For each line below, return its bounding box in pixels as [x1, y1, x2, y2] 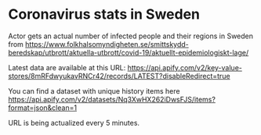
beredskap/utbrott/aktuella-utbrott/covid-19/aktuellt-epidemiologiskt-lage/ [8, 48, 249, 57]
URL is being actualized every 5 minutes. [8, 118, 140, 127]
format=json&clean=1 [8, 103, 77, 112]
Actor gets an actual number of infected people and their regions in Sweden [8, 31, 253, 41]
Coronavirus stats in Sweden [8, 5, 201, 23]
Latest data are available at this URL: [8, 62, 126, 72]
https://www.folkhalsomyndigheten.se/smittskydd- [24, 39, 190, 48]
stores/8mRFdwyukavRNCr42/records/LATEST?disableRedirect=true [8, 71, 230, 80]
